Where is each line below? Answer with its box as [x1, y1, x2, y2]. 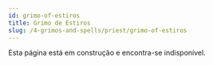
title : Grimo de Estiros [8, 19, 91, 27]
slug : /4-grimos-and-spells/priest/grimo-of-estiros [8, 26, 187, 34]
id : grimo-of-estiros [8, 11, 81, 20]
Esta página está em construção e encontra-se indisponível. [8, 48, 206, 58]
